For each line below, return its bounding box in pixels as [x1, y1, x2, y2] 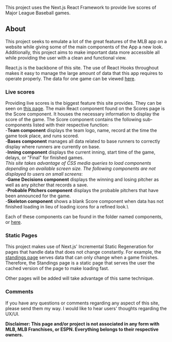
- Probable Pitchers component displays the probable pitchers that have [5, 187, 159, 194]
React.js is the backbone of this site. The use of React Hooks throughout [5, 64, 159, 71]
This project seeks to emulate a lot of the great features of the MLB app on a [5, 38, 167, 44]
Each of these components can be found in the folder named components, [5, 214, 163, 220]
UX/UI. [5, 311, 20, 317]
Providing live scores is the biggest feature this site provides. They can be [5, 100, 162, 106]
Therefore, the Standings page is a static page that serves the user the [5, 260, 155, 266]
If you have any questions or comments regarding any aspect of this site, [5, 300, 160, 306]
